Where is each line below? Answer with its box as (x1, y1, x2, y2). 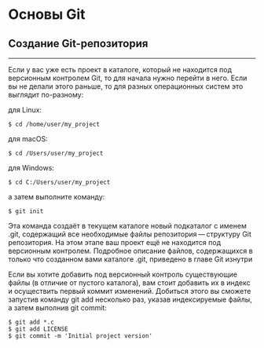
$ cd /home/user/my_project (8, 120, 101, 128)
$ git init (8, 207, 44, 215)
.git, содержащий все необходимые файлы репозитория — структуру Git (8, 229, 251, 239)
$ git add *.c (8, 318, 55, 326)
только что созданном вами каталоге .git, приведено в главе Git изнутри (8, 255, 253, 264)
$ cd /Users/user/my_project (8, 149, 104, 157)
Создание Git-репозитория (8, 37, 148, 50)
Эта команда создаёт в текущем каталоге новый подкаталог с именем (8, 222, 247, 230)
